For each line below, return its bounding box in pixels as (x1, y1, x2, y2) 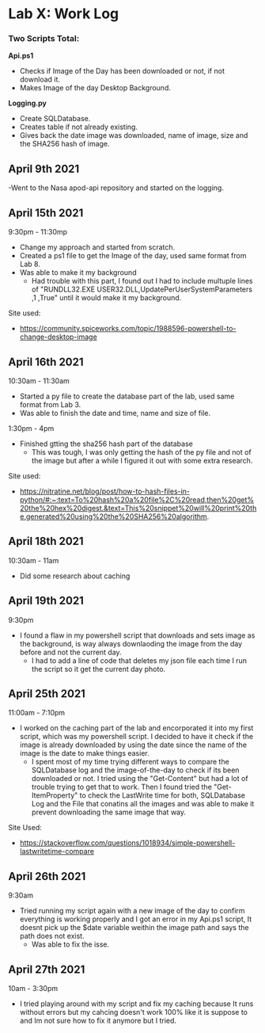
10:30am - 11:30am (8, 375, 70, 385)
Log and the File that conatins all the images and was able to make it (31, 799, 255, 809)
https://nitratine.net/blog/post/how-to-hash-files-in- (19, 486, 191, 496)
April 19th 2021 (8, 594, 85, 608)
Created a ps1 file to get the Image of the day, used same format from (19, 251, 247, 261)
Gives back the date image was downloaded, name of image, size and (19, 131, 248, 140)
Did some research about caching (19, 571, 131, 581)
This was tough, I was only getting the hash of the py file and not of (31, 447, 252, 456)
